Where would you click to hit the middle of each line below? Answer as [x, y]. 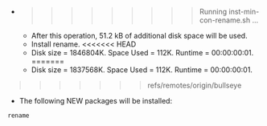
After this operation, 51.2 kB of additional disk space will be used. [139, 36]
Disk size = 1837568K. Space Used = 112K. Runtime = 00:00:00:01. [142, 70]
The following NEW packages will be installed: [96, 101]
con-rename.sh [225, 20]
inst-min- [244, 12]
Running [213, 12]
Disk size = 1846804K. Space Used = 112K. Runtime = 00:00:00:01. [142, 53]
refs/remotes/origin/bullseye [195, 85]
